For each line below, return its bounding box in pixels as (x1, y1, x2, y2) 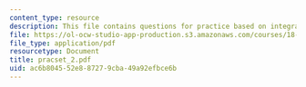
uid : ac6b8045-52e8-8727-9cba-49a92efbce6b (9, 64, 178, 73)
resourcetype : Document (9, 47, 100, 56)
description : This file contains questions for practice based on (9, 22, 267, 31)
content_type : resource (9, 13, 100, 23)
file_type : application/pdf (9, 38, 117, 48)
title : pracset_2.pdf (9, 55, 92, 64)
